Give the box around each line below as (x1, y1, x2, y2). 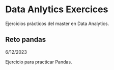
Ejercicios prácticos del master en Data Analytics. (5, 20, 109, 27)
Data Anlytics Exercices (5, 4, 108, 15)
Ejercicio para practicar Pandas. (5, 59, 72, 65)
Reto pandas (5, 35, 46, 44)
